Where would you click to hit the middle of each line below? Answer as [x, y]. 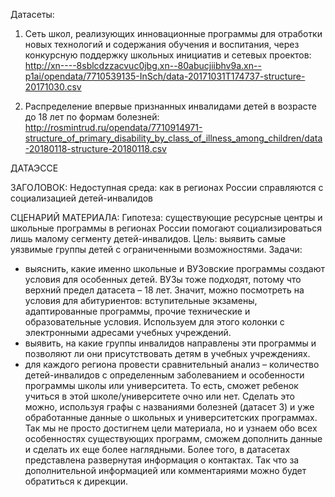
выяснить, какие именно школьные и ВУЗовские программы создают [175, 268]
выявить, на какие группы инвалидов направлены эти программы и [170, 343]
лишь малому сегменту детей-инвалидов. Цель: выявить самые [148, 238]
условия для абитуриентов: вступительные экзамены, [141, 300]
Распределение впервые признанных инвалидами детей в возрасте [170, 106]
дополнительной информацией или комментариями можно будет [165, 470]
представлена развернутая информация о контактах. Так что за [162, 460]
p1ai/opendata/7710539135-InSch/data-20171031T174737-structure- [165, 76]
